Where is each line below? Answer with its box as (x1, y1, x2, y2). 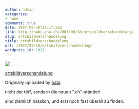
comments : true (5, 20, 36, 26)
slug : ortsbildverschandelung (5, 34, 67, 39)
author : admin (5, 7, 34, 12)
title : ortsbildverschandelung (5, 39, 69, 44)
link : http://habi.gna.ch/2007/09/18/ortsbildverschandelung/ (5, 30, 134, 34)
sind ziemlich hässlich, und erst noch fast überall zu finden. (5, 98, 124, 104)
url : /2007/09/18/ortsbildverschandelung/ (5, 43, 93, 48)
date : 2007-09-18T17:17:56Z (5, 25, 62, 30)
